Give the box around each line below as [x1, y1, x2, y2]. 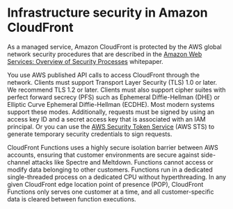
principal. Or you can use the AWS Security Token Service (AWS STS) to [7, 122, 215, 131]
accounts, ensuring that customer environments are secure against [7, 151, 200, 159]
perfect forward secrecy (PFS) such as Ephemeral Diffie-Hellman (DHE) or [7, 92, 220, 101]
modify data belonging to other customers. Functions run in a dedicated [7, 165, 214, 174]
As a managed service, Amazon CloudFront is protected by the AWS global [7, 42, 223, 51]
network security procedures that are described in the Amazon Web [7, 50, 202, 58]
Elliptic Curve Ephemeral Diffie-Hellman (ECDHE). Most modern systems [7, 100, 215, 108]
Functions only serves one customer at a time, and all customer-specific [7, 187, 214, 196]
